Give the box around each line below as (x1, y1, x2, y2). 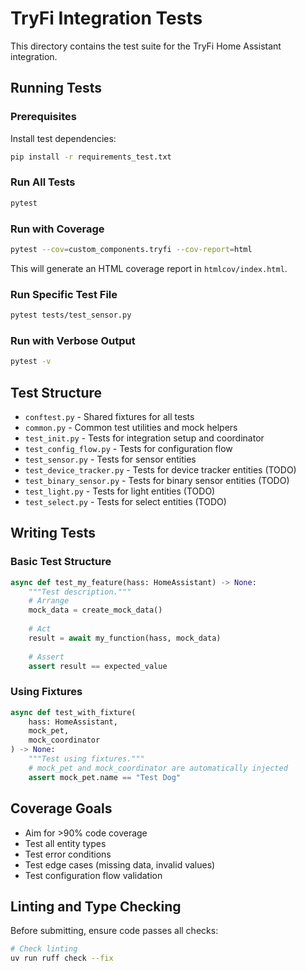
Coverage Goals (10, 800, 113, 817)
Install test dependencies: (10, 132, 117, 144)
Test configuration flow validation (24, 869, 163, 881)
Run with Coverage (10, 222, 105, 236)
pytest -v (10, 357, 52, 367)
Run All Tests (10, 175, 76, 189)
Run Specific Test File (10, 287, 118, 301)
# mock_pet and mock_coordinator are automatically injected (28, 763, 288, 773)
